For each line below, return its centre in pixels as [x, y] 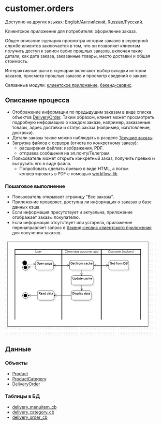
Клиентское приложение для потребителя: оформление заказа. [71, 31]
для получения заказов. [37, 233]
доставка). [23, 132]
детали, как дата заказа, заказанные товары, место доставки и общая [78, 56]
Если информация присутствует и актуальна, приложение [72, 212]
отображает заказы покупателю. [46, 217]
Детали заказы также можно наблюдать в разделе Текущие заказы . [83, 137]
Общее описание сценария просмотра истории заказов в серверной [77, 40]
